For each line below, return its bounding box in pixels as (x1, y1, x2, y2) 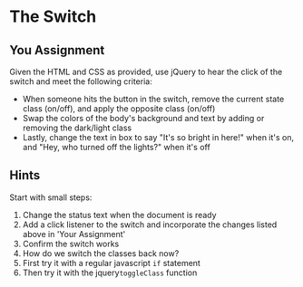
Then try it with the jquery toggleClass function (22, 267, 198, 278)
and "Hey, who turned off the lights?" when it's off (22, 142, 210, 152)
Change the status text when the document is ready (22, 209, 217, 220)
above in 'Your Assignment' (22, 228, 126, 239)
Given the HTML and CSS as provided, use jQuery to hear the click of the (9, 66, 283, 77)
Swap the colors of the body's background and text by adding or (22, 113, 265, 123)
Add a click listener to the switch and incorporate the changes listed (22, 219, 278, 230)
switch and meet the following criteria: (9, 76, 152, 87)
